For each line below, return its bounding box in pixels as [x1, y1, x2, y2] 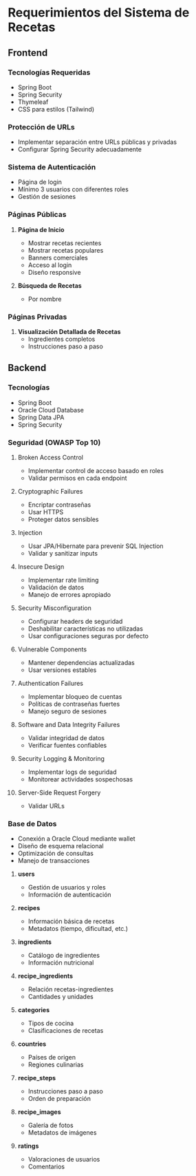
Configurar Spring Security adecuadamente [17, 145, 142, 154]
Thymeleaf [17, 98, 49, 106]
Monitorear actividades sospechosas [28, 775, 133, 784]
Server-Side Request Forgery [17, 788, 101, 797]
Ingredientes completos [28, 335, 96, 344]
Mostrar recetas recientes [28, 239, 102, 247]
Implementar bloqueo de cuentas [28, 693, 122, 701]
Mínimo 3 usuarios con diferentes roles [17, 185, 129, 193]
